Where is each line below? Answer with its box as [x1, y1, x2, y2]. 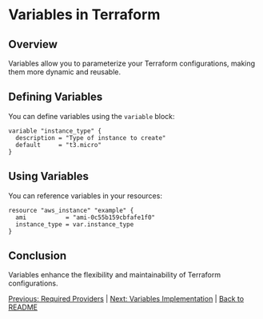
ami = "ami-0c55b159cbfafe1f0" [15, 213, 156, 221]
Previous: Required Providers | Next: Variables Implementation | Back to [8, 294, 245, 304]
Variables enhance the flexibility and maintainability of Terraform [8, 270, 221, 280]
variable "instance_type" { [8, 126, 102, 135]
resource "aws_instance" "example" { [8, 206, 134, 214]
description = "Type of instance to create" [15, 134, 166, 142]
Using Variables [8, 169, 90, 183]
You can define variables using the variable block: [8, 111, 175, 121]
